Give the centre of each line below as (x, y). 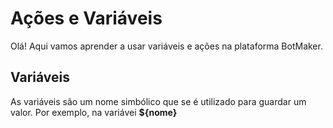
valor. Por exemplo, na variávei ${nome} (94, 112)
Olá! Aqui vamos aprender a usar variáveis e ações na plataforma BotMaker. (166, 46)
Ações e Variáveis (86, 18)
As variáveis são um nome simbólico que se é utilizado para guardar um (158, 101)
